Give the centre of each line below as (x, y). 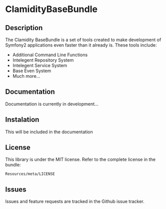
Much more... (26, 76)
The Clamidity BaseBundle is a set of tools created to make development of (83, 40)
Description (24, 28)
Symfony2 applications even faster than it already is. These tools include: (81, 45)
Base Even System (32, 71)
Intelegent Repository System (43, 60)
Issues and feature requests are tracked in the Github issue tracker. (75, 201)
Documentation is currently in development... (52, 104)
